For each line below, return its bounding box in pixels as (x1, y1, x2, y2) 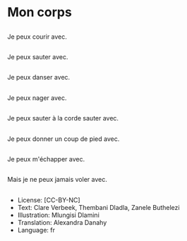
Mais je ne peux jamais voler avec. (7, 175, 107, 184)
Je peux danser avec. (7, 73, 71, 82)
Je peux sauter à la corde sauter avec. (7, 114, 119, 123)
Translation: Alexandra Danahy (17, 218, 107, 226)
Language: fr (17, 225, 55, 234)
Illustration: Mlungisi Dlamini (17, 211, 100, 219)
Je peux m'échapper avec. (7, 154, 85, 163)
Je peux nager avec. (7, 93, 67, 102)
